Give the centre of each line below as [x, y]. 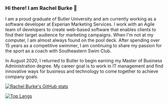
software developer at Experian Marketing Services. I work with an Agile [80, 24]
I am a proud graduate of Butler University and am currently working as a [81, 19]
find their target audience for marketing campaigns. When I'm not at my [79, 35]
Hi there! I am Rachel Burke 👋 [41, 8]
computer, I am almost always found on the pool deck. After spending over [82, 40]
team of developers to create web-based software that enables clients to [81, 30]
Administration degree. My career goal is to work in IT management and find [84, 66]
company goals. [22, 77]
